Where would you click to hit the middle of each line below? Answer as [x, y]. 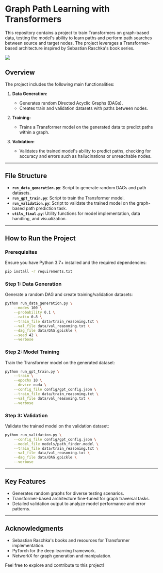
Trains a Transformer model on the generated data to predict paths [86, 127]
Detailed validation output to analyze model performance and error [79, 504]
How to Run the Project [41, 238]
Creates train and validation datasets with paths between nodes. [84, 108]
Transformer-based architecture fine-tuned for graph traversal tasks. [81, 498]
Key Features [25, 482]
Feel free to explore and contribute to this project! [55, 565]
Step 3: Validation [26, 415]
